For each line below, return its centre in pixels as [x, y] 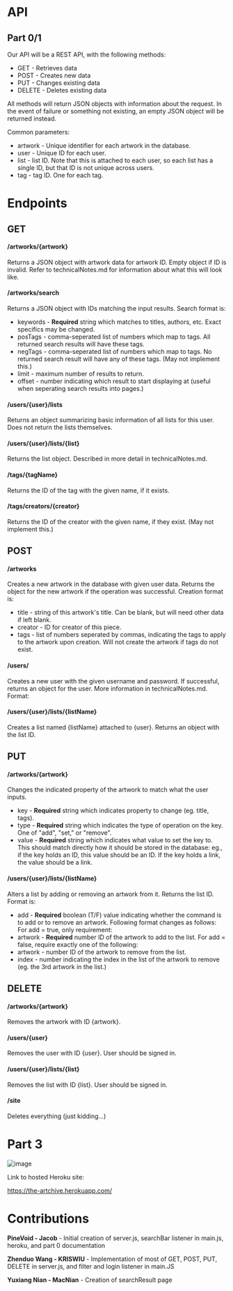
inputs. [17, 797]
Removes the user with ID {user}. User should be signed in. [92, 1053]
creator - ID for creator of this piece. [69, 627]
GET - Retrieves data [47, 68]
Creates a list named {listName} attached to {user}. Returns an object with [113, 727]
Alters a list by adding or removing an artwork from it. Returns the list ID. [111, 894]
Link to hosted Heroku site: [46, 1177]
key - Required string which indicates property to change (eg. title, [113, 811]
